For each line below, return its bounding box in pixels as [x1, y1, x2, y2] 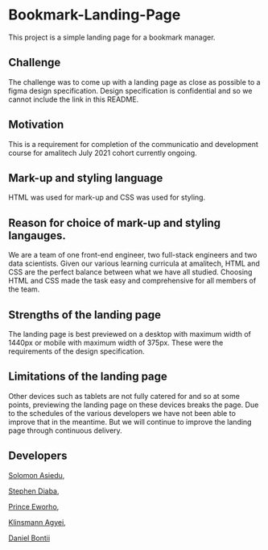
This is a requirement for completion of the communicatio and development [8, 139, 259, 149]
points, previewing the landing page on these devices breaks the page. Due [8, 400, 259, 409]
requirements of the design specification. [8, 346, 145, 356]
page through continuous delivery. [8, 426, 122, 435]
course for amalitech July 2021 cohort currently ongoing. [8, 148, 197, 157]
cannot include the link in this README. [8, 94, 139, 104]
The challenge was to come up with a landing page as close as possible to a [8, 77, 261, 86]
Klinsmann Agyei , [8, 517, 66, 527]
